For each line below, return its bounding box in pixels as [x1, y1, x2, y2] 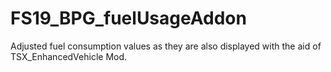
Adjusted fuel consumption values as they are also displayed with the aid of [10, 40, 322, 52]
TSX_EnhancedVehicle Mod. [10, 50, 128, 62]
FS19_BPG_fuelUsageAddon [10, 7, 247, 30]
